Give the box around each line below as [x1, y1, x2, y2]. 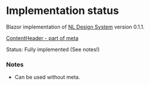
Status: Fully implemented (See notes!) [6, 45, 100, 53]
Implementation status [6, 4, 119, 17]
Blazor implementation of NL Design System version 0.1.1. [6, 23, 145, 30]
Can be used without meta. [14, 74, 81, 81]
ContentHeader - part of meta [6, 34, 79, 41]
